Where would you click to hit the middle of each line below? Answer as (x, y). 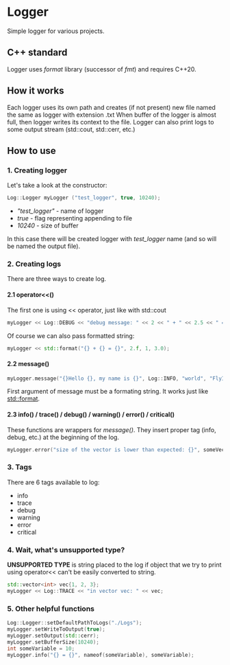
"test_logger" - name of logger (60, 211)
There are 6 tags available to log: (53, 482)
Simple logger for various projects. (56, 31)
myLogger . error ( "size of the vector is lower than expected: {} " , (104, 450)
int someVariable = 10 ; (41, 649)
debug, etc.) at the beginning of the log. (63, 437)
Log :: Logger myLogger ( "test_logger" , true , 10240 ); (84, 198)
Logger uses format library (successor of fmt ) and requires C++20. (102, 69)
